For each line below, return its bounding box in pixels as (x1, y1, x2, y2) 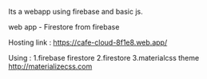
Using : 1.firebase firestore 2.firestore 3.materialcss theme (8, 53, 200, 62)
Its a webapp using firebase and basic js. (8, 7, 143, 16)
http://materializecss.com (8, 61, 93, 71)
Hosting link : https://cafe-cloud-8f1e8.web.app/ (8, 38, 168, 47)
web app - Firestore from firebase (8, 22, 120, 31)
